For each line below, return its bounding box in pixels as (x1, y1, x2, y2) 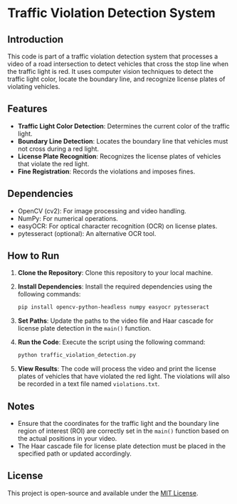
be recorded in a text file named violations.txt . (17, 380, 160, 388)
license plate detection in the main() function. (17, 324, 152, 333)
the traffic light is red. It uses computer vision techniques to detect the (7, 68, 214, 75)
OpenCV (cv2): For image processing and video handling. (17, 206, 186, 215)
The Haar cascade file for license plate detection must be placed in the (17, 442, 226, 450)
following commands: (17, 290, 81, 299)
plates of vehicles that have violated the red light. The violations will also (17, 372, 231, 381)
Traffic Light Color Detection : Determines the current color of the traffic (17, 122, 230, 130)
